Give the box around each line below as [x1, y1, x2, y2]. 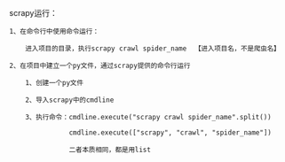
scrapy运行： [9, 8, 58, 18]
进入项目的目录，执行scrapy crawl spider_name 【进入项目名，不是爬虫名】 [25, 44, 281, 53]
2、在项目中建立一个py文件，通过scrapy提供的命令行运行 [9, 61, 191, 70]
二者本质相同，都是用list [68, 145, 151, 154]
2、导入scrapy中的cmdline [25, 96, 115, 104]
